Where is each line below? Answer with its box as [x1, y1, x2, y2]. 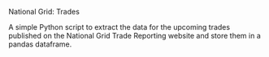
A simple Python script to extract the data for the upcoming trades [8, 22, 230, 31]
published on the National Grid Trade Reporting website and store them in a [8, 31, 262, 40]
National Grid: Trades [8, 7, 80, 16]
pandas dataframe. [8, 39, 72, 49]
